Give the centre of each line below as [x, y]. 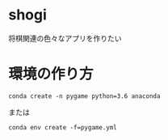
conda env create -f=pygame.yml [63, 127]
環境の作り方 [51, 74]
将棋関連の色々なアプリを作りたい [65, 38]
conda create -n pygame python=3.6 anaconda [84, 96]
